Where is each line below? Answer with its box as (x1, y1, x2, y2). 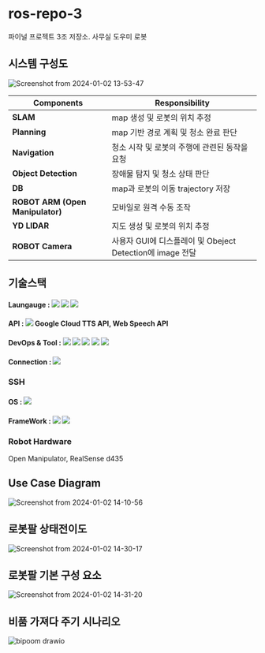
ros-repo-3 (8, 5, 83, 23)
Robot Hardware (8, 435, 73, 446)
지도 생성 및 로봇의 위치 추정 (111, 220, 211, 231)
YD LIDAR (12, 220, 50, 231)
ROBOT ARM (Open (12, 196, 87, 207)
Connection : (8, 356, 52, 367)
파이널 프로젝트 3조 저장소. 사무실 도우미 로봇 (8, 32, 147, 41)
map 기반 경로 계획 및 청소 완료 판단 (111, 127, 238, 138)
